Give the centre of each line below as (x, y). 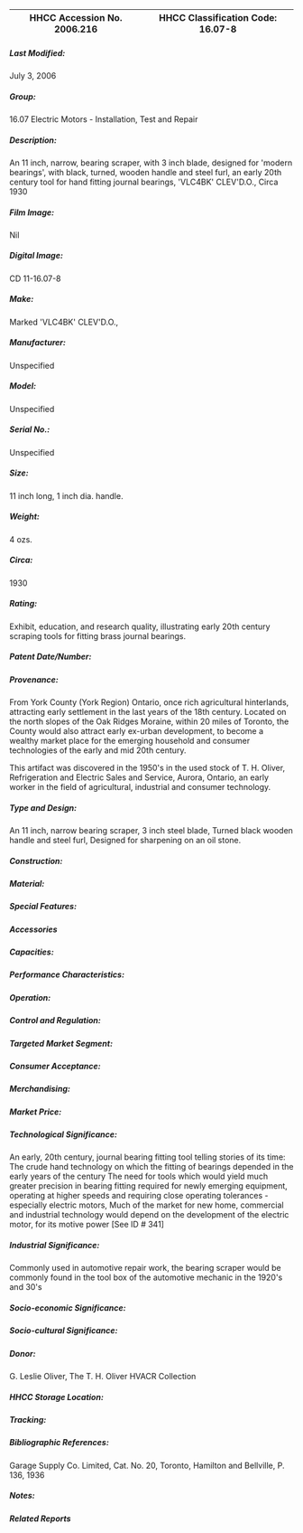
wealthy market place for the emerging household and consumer (130, 740)
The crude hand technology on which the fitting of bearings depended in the (151, 1167)
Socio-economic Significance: (68, 1307)
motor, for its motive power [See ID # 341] (87, 1225)
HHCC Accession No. (76, 18)
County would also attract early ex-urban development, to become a (137, 730)
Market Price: (36, 1112)
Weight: (25, 517)
